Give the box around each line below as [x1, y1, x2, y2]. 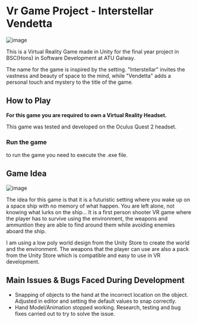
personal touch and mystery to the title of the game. [6, 79, 134, 86]
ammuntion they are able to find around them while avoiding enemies [6, 221, 175, 228]
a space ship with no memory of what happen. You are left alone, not [6, 202, 175, 209]
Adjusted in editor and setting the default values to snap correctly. [14, 297, 177, 305]
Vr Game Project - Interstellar [6, 4, 154, 18]
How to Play [6, 96, 52, 106]
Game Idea [6, 168, 47, 179]
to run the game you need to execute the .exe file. [6, 152, 128, 159]
